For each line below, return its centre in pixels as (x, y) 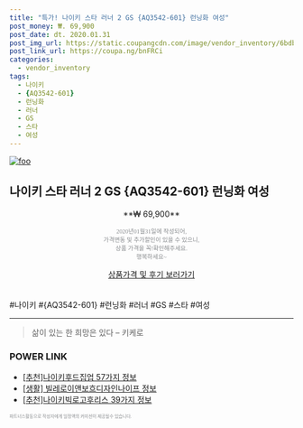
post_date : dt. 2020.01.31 (60, 34)
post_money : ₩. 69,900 (52, 26)
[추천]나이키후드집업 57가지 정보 (79, 377)
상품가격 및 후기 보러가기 (151, 274)
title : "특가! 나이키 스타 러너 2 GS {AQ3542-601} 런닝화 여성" (119, 18)
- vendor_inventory (54, 69)
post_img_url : (36, 43)
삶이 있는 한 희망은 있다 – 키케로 (87, 332)
